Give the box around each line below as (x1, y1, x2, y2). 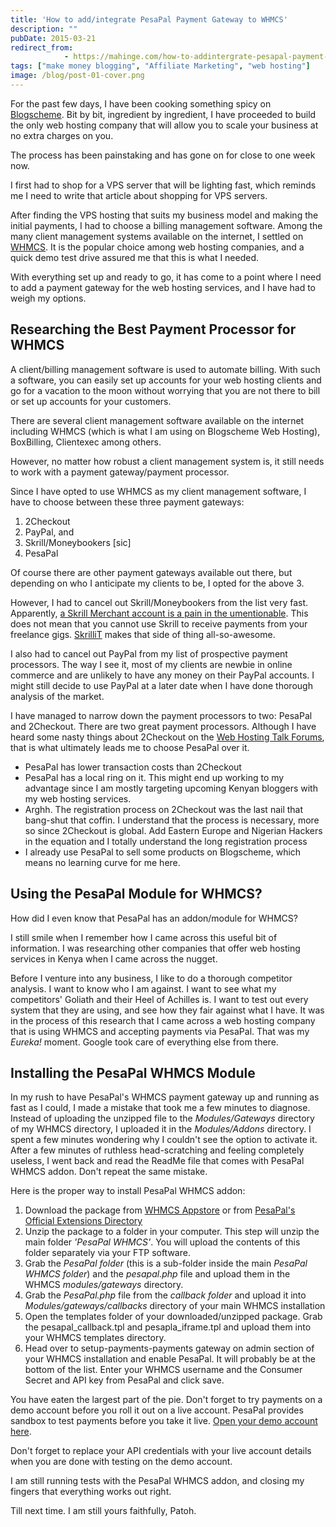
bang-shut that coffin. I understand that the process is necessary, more (24, 814, 320, 826)
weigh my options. (10, 292, 87, 304)
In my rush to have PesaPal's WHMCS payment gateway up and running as (10, 1091, 320, 1103)
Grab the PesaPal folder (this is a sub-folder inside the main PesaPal (24, 1257, 308, 1270)
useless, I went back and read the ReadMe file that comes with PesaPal (10, 1155, 305, 1167)
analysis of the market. (10, 690, 105, 702)
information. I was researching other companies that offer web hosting (10, 942, 301, 954)
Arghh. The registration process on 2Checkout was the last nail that (24, 803, 304, 815)
